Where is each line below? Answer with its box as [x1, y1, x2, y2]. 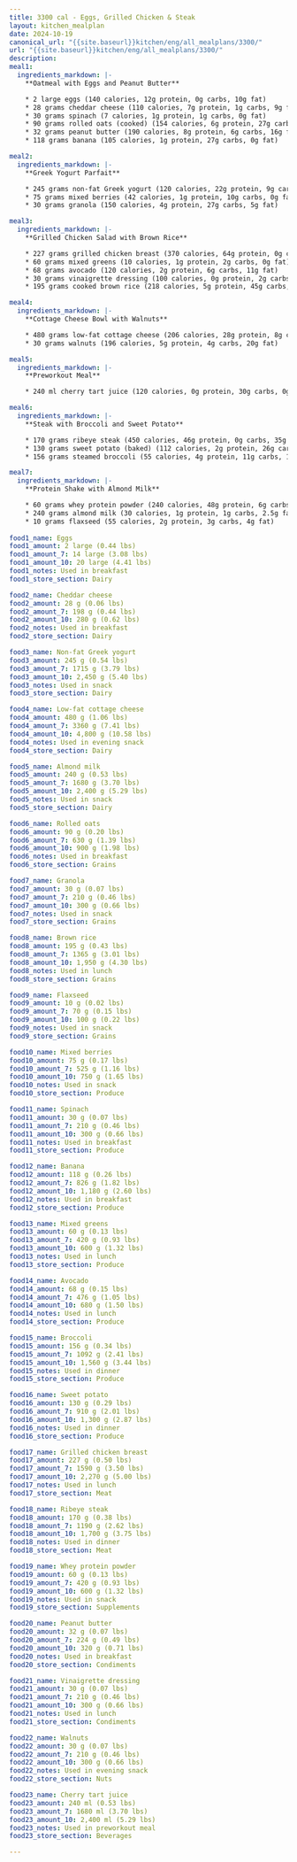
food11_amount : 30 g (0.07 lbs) [9, 1113, 128, 1122]
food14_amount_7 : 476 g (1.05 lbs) [9, 1293, 141, 1302]
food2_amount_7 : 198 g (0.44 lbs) [9, 607, 137, 616]
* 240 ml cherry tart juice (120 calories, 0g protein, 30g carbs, [25, 387, 278, 397]
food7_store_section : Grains [9, 917, 117, 926]
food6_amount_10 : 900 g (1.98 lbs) [9, 844, 141, 853]
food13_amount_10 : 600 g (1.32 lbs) [9, 1244, 144, 1253]
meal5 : [9, 355, 34, 364]
